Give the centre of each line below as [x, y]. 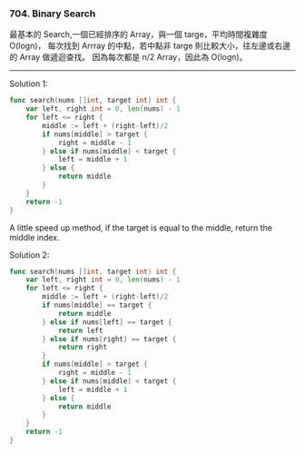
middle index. [35, 237]
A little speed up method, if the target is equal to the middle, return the [141, 227]
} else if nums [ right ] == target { [109, 339]
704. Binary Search [53, 14]
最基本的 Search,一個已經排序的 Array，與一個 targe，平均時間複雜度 [138, 34]
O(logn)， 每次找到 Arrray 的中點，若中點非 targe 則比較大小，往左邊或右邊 [150, 46]
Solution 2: [30, 255]
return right [82, 348]
